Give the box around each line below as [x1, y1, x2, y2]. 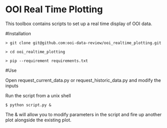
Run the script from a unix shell [5, 92, 71, 98]
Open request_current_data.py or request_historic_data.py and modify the [5, 77, 161, 83]
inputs [5, 82, 19, 89]
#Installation [5, 30, 32, 36]
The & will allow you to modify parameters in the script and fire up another [5, 111, 162, 117]
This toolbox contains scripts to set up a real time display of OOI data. [5, 20, 153, 27]
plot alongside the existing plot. [5, 117, 72, 123]
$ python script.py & [5, 102, 52, 108]
